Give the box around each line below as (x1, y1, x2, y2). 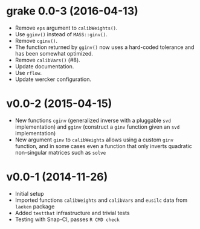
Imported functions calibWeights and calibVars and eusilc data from (15, 196, 188, 204)
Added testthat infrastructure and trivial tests (15, 209, 130, 216)
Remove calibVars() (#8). (15, 56, 80, 63)
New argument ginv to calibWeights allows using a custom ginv (15, 136, 174, 143)
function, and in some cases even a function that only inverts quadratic (15, 142, 192, 149)
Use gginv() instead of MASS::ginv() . (15, 30, 108, 37)
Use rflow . (15, 69, 42, 76)
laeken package (15, 202, 55, 210)
